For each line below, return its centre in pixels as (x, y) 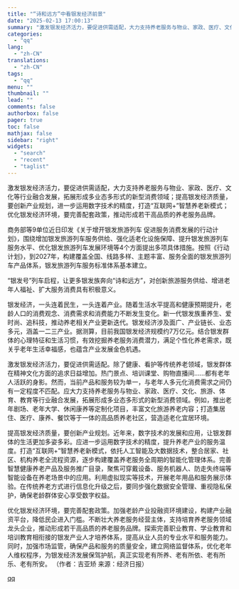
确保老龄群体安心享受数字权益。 (67, 495)
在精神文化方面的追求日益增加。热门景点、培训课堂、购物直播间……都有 (113, 373)
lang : (15, 47)
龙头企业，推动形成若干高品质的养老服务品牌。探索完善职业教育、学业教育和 (119, 528)
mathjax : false (30, 133)
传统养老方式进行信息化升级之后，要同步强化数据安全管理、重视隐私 (126, 486)
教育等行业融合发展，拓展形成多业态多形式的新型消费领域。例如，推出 (122, 399)
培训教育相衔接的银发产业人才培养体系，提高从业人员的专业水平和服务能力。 (119, 537)
